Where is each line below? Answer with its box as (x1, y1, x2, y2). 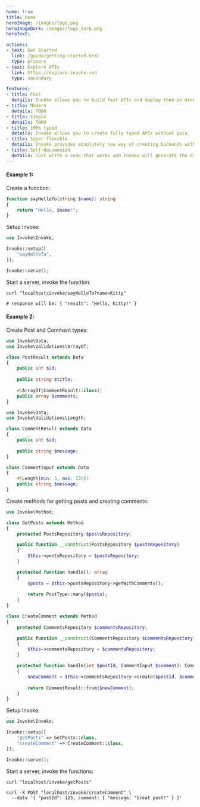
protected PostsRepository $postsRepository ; (17, 531, 132, 537)
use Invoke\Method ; (6, 509, 55, 515)
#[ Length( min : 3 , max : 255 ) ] (17, 476, 89, 482)
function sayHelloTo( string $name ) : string (6, 195, 116, 202)
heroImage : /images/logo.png (6, 20, 79, 26)
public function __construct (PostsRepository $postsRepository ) (17, 542, 180, 548)
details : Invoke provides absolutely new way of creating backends (11, 142, 183, 148)
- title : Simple (6, 114, 46, 120)
